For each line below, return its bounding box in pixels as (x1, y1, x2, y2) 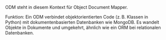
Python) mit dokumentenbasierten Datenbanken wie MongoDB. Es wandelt (5, 19, 159, 25)
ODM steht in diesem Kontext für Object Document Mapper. (5, 4, 128, 10)
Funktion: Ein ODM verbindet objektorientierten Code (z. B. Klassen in (5, 14, 148, 19)
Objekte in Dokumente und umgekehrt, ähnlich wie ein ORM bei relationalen (5, 24, 161, 30)
